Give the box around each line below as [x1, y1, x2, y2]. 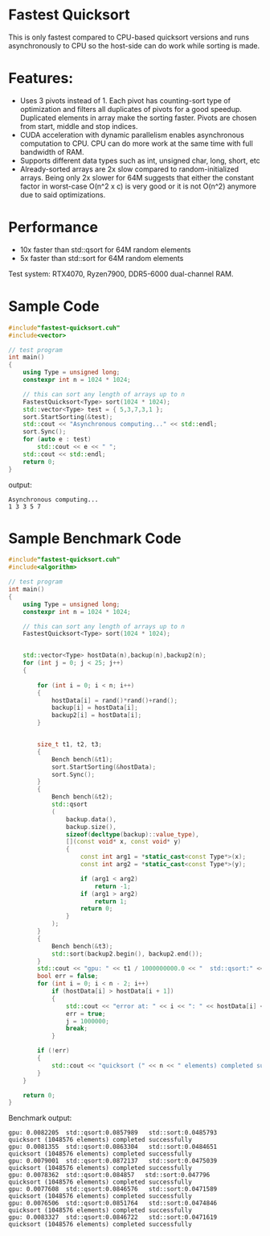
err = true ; [65, 1010, 106, 1018]
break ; [65, 1025, 88, 1033]
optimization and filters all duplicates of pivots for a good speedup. [19, 104, 243, 114]
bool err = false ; [37, 973, 99, 981]
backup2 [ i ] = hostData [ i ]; [51, 711, 142, 720]
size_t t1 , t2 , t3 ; [37, 740, 103, 749]
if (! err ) [37, 1047, 70, 1055]
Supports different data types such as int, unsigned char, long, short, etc [19, 156, 261, 165]
